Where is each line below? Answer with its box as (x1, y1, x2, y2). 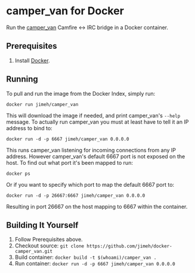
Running (6, 74, 39, 84)
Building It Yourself (6, 220, 79, 230)
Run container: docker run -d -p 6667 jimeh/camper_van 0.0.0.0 (14, 260, 175, 267)
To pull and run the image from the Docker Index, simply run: (6, 90, 156, 97)
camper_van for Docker (6, 4, 124, 18)
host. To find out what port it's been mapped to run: (6, 159, 133, 166)
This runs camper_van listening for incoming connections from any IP (6, 146, 177, 153)
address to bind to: (6, 124, 52, 131)
